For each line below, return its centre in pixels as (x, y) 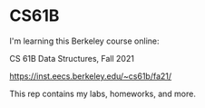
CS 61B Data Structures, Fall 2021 (72, 58)
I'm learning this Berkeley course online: (85, 41)
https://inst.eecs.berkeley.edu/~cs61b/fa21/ (91, 76)
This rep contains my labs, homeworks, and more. (103, 93)
